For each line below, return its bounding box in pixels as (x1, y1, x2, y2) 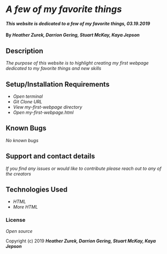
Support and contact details (6, 152, 95, 161)
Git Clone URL (13, 99, 42, 104)
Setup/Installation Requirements (6, 80, 110, 89)
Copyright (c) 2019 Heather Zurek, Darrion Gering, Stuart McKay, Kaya (6, 238, 156, 244)
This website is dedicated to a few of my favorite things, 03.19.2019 (6, 20, 150, 26)
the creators (6, 170, 32, 177)
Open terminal (13, 93, 43, 99)
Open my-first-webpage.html (13, 109, 74, 115)
